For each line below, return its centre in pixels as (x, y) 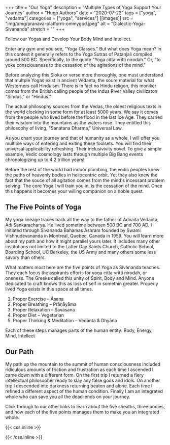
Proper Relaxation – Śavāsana (44, 309)
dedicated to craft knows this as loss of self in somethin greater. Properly (82, 283)
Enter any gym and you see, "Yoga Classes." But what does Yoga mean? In (83, 49)
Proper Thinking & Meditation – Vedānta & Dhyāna (65, 320)
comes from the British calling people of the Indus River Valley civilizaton (81, 91)
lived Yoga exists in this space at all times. (49, 289)
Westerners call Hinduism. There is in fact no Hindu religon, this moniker (81, 86)
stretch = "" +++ (47, 29)
